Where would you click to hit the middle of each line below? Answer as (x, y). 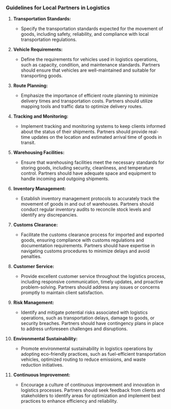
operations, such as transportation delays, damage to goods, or (88, 318)
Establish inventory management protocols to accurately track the (90, 199)
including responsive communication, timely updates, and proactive (92, 282)
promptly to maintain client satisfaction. (62, 293)
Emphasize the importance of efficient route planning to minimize (89, 96)
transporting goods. (42, 76)
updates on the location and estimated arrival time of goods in (96, 137)
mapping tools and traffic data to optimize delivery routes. (82, 106)
